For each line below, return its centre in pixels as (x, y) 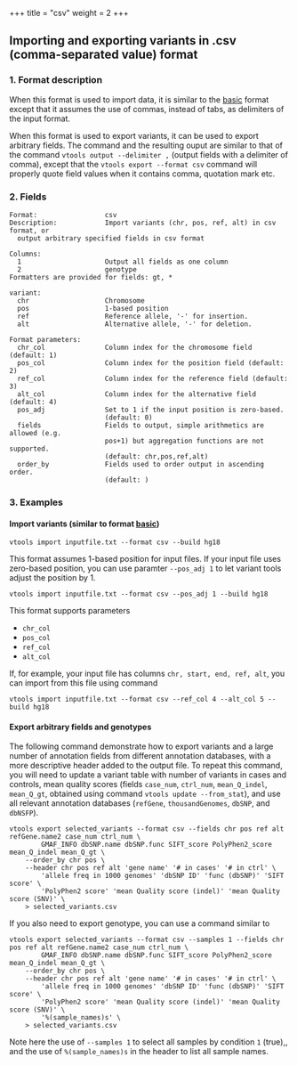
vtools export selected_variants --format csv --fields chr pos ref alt (147, 829)
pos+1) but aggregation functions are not (185, 441)
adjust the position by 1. (52, 578)
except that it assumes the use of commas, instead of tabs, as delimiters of (147, 109)
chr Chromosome (81, 301)
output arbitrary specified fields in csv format (111, 238)
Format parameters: (45, 339)
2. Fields (28, 197)
